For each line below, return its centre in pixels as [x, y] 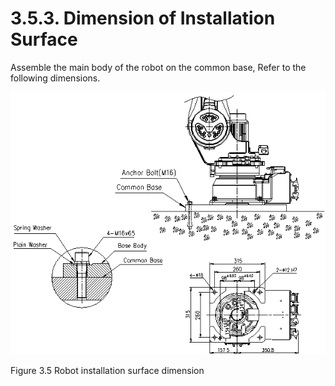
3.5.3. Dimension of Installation [143, 18]
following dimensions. [55, 78]
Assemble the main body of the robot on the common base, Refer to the [158, 67]
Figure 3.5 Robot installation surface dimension [107, 370]
